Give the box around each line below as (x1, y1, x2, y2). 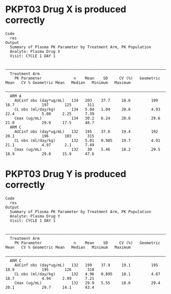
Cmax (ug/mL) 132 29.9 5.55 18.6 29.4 (14, 280, 160, 285)
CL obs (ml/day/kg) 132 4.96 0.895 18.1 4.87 (14, 271, 160, 277)
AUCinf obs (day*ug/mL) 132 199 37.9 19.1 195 (14, 262, 158, 268)
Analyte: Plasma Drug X (10, 49, 60, 54)
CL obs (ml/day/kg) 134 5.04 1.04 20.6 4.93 (14, 107, 160, 112)
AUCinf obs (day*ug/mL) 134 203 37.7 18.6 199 (14, 98, 158, 103)
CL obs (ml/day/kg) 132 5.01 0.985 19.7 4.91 (14, 138, 160, 143)
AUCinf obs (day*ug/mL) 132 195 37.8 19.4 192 (14, 129, 158, 134)
